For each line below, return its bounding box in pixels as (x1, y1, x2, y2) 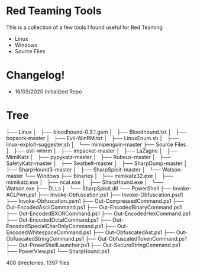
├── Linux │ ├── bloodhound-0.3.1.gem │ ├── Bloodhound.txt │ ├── (6, 128, 188, 135)
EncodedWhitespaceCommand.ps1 (6, 229, 92, 236)
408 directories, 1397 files (6, 259, 70, 266)
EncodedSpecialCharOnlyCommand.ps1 (6, 222, 104, 229)
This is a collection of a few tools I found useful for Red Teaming (6, 24, 163, 31)
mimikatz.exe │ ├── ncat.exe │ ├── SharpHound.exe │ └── (6, 179, 163, 186)
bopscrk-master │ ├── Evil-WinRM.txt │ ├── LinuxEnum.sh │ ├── (6, 134, 179, 141)
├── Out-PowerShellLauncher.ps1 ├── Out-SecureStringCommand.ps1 (6, 241, 180, 248)
